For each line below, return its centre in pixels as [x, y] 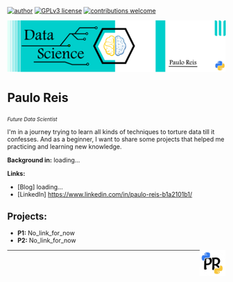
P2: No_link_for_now [46, 240]
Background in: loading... [44, 160]
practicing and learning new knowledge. [65, 147]
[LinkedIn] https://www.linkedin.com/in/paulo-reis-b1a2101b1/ [105, 194]
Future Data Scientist [32, 119]
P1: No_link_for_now [46, 233]
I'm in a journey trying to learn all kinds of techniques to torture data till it [111, 132]
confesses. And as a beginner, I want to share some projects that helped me [116, 140]
